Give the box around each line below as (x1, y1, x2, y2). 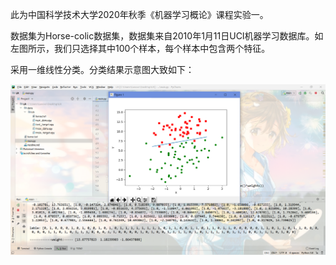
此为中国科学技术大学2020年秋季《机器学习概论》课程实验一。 (10, 9, 269, 20)
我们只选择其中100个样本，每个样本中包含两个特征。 (53, 43, 271, 54)
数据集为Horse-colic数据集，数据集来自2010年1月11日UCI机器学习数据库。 (10, 30, 315, 42)
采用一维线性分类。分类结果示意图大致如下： (10, 64, 195, 75)
